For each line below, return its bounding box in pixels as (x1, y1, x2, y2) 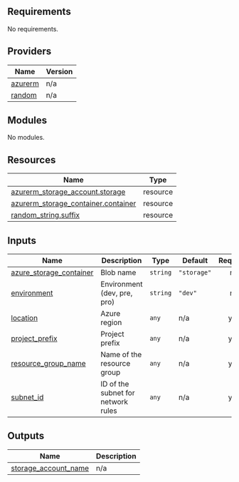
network (100, 397, 129, 407)
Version (46, 66, 73, 76)
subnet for (100, 388, 135, 398)
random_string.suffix (11, 210, 80, 220)
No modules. (7, 133, 45, 142)
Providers (7, 46, 52, 58)
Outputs (7, 430, 45, 442)
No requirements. (7, 24, 59, 33)
